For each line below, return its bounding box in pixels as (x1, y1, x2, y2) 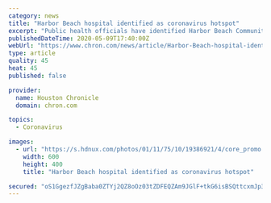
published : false (8, 72, 67, 80)
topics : (8, 116, 35, 124)
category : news (8, 11, 60, 20)
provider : (8, 86, 42, 94)
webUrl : (8, 42, 35, 50)
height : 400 (23, 160, 63, 168)
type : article (8, 49, 56, 57)
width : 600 (23, 152, 60, 161)
